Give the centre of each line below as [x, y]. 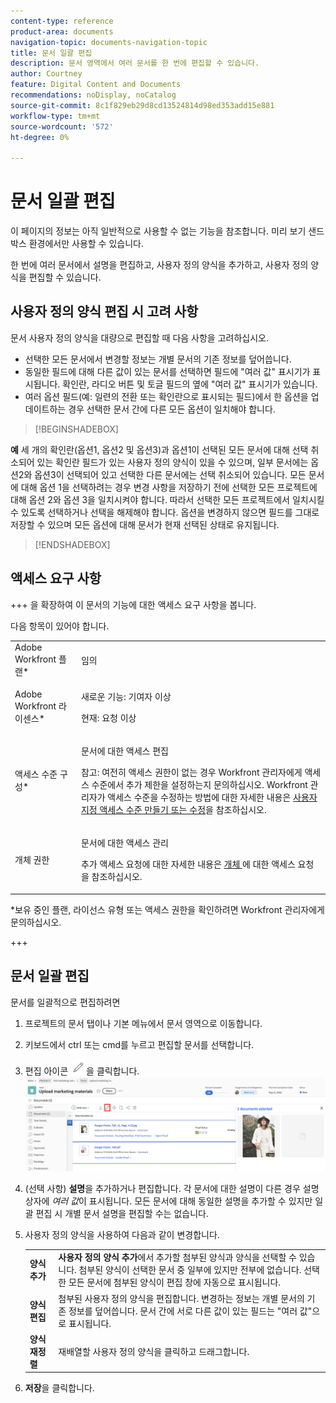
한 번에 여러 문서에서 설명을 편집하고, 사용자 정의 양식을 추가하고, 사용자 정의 [159, 265]
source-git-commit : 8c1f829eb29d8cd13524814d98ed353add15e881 [142, 105]
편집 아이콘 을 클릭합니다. [82, 1071]
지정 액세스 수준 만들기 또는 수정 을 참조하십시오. [173, 809]
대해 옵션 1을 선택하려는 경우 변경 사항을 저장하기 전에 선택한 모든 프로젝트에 [169, 487]
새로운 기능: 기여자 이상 [126, 696]
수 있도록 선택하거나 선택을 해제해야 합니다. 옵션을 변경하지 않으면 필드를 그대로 [165, 512]
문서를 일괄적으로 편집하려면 [65, 1002]
